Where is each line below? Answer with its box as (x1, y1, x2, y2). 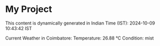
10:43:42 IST (5, 25, 32, 31)
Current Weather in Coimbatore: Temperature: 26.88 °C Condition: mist (5, 35, 154, 41)
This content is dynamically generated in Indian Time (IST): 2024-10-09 (5, 20, 155, 26)
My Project (5, 3, 52, 15)
